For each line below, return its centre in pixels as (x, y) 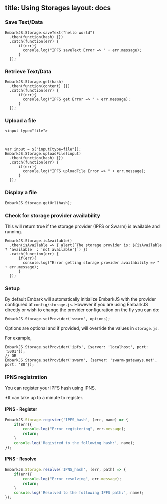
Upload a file (21, 120)
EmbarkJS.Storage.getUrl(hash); (39, 203)
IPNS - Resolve (21, 459)
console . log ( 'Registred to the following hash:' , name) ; (75, 443)
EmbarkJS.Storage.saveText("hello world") (50, 33)
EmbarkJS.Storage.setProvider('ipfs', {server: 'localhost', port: (77, 347)
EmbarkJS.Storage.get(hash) (34, 82)
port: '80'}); (20, 365)
